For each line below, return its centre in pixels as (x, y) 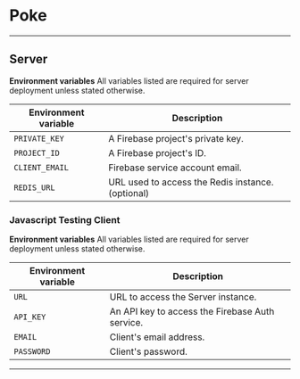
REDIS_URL (34, 187)
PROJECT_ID (37, 153)
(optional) (129, 193)
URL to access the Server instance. (183, 297)
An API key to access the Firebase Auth (192, 311)
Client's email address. (157, 337)
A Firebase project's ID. (158, 152)
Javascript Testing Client (65, 219)
